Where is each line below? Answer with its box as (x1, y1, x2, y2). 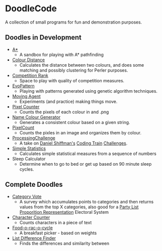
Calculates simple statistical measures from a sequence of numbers (19, 151, 157, 156)
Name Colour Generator (12, 114, 61, 120)
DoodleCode (5, 3, 57, 14)
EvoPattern (12, 83, 35, 89)
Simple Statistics (12, 145, 46, 151)
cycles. (19, 166, 34, 172)
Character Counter (12, 214, 50, 220)
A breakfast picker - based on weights (19, 230, 97, 236)
